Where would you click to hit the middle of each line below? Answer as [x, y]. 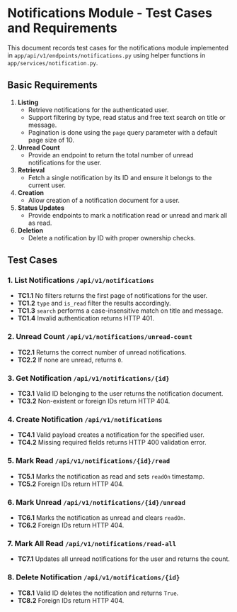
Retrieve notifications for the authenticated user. [98, 110]
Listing [28, 102]
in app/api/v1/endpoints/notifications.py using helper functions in [106, 55]
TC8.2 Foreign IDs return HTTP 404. [71, 600]
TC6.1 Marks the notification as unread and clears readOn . [102, 517]
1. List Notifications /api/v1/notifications [81, 280]
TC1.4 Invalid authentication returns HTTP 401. [86, 318]
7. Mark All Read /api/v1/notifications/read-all [92, 543]
